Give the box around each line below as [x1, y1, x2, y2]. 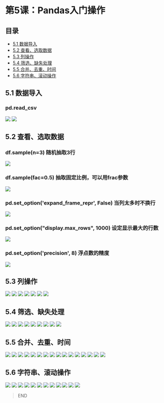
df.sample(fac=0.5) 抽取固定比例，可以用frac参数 [5, 174, 128, 181]
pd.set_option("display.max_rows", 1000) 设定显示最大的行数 [5, 224, 159, 231]
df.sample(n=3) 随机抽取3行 [5, 149, 76, 156]
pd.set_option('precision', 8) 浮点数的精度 [5, 250, 110, 257]
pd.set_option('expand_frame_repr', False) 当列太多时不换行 [5, 199, 156, 206]
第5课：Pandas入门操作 [5, 5, 106, 16]
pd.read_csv [5, 105, 37, 112]
